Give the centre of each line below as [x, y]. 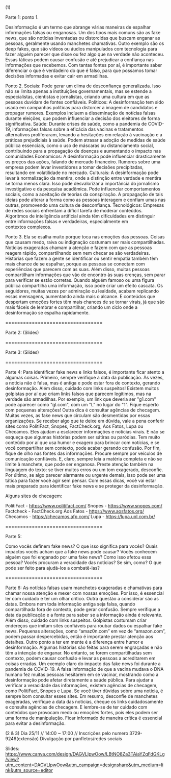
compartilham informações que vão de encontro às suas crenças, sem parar [85, 275]
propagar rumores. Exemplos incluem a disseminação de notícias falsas [81, 113]
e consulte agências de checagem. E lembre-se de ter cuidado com [76, 707]
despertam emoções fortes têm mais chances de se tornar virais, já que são [85, 302]
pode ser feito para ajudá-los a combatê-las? [53, 568]
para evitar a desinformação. [36, 723]
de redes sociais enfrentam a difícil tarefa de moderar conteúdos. [74, 211]
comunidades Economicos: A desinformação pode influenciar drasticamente [85, 156]
